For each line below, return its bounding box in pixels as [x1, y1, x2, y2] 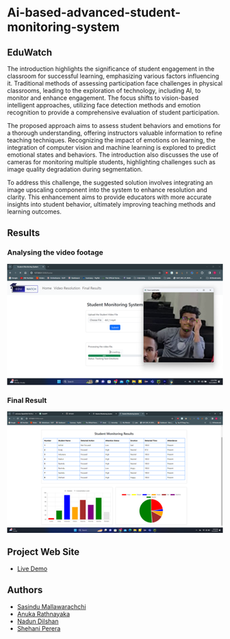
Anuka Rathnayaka [16, 610, 71, 618]
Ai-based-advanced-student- [7, 5, 181, 21]
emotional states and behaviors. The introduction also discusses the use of [7, 151, 219, 159]
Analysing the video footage [7, 248, 104, 257]
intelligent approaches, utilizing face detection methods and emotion [7, 101, 201, 109]
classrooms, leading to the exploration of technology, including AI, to [7, 87, 201, 94]
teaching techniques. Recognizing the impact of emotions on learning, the [7, 136, 216, 144]
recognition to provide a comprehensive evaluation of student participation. [7, 108, 220, 116]
